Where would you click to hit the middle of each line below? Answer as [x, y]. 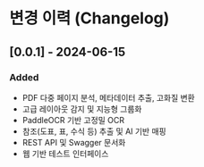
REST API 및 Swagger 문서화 [74, 142]
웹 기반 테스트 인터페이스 [65, 154]
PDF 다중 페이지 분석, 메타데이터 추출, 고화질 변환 [108, 97]
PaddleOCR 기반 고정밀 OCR [73, 120]
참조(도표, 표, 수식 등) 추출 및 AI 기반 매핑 [94, 131]
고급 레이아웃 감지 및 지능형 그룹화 [82, 109]
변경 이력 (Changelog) [89, 18]
